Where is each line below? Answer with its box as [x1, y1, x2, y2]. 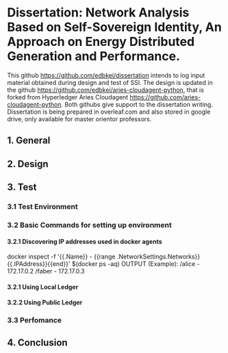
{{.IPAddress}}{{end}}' [7, 260, 71, 268]
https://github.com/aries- [129, 93, 201, 101]
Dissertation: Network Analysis [7, 5, 190, 21]
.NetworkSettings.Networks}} [116, 252, 201, 261]
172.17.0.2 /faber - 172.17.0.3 [7, 267, 86, 276]
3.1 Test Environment [7, 202, 78, 212]
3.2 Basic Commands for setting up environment [7, 220, 173, 230]
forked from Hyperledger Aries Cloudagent [7, 93, 129, 101]
